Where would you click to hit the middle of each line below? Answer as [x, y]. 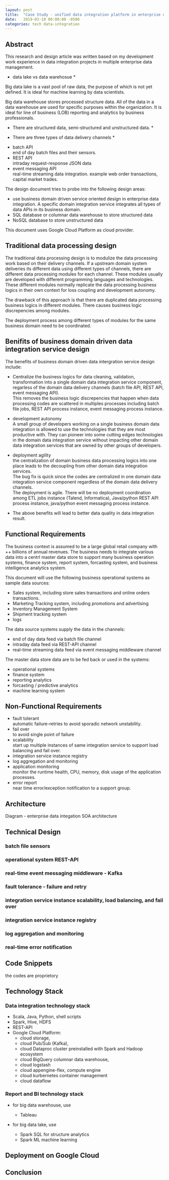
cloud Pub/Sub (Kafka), [44, 1043]
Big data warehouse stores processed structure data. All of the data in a [80, 102]
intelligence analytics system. [36, 568]
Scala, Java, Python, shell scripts [47, 1017]
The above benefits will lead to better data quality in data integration [83, 513]
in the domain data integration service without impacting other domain [85, 440]
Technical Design [33, 832]
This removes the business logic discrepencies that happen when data [86, 398]
